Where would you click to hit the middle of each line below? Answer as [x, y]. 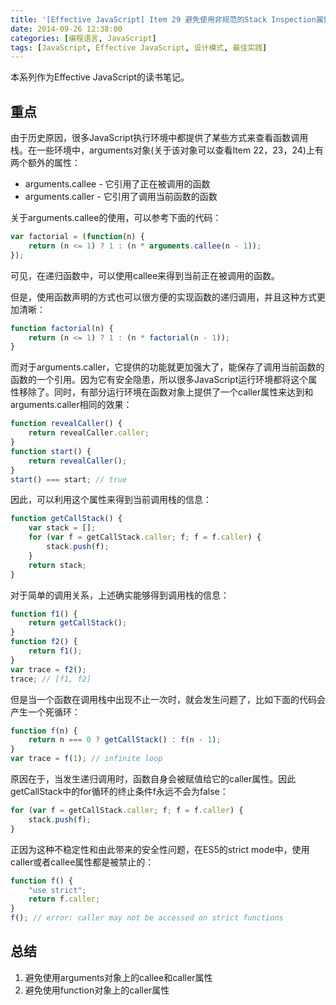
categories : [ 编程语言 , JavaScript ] [83, 38]
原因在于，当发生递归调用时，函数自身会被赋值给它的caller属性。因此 [153, 779]
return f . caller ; [64, 899]
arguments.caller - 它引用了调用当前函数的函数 [121, 197]
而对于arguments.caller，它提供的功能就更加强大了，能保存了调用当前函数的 [167, 367]
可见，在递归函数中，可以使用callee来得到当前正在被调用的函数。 [145, 275]
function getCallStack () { [66, 519]
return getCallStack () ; [78, 623]
